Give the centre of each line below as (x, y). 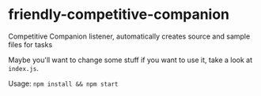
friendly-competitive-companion (119, 15)
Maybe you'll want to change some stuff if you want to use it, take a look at (130, 60)
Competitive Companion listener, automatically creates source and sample (129, 36)
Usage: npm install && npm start (63, 83)
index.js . (24, 68)
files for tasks (30, 44)
